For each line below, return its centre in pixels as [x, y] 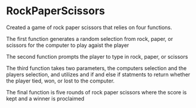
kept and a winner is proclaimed [45, 99]
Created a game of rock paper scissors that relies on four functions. [89, 27]
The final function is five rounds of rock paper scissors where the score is [97, 92]
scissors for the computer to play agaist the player [68, 45]
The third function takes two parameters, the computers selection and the [97, 68]
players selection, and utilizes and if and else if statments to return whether [98, 74]
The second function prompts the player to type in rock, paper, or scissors [97, 56]
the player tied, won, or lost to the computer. [60, 81]
